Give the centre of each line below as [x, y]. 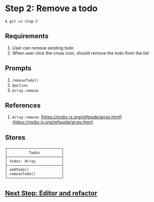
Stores [15, 137]
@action [20, 85]
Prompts [18, 68]
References [23, 105]
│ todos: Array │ [34, 161]
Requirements [27, 36]
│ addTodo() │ [34, 170]
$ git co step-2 [21, 21]
